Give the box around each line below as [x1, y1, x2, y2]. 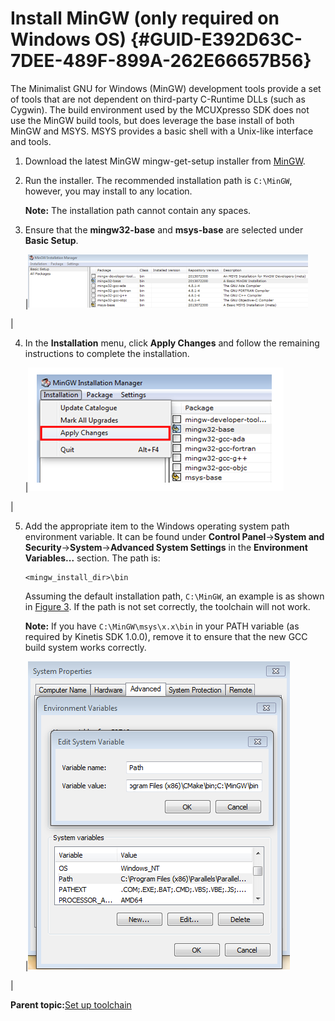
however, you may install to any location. [24, 185, 193, 197]
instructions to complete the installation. [24, 347, 190, 359]
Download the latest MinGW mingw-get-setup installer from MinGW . [24, 155, 306, 167]
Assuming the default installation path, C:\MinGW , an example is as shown [24, 590, 325, 602]
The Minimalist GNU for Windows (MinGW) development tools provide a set [10, 82, 322, 94]
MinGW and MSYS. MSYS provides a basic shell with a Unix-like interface [10, 125, 314, 137]
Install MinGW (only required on [10, 7, 280, 30]
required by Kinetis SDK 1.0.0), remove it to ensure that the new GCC [24, 630, 308, 642]
